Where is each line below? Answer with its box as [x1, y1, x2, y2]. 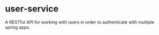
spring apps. [5, 24, 30, 30]
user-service [5, 3, 59, 14]
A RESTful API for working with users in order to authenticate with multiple [5, 19, 155, 25]
